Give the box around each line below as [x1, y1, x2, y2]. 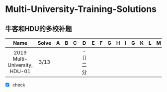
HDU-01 [9, 68, 31, 75]
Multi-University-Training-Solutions [5, 3, 157, 15]
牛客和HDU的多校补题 [5, 24, 72, 33]
